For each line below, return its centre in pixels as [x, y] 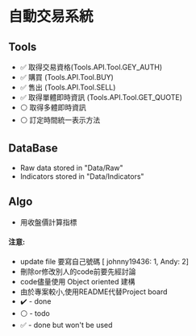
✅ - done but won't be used [66, 325]
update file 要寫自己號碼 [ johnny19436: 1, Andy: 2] [104, 261]
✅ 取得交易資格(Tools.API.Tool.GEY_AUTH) [91, 67]
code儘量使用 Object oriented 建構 [77, 281]
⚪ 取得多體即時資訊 [53, 107]
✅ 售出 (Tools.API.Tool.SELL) [68, 87]
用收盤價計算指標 [48, 222]
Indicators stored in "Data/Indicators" [82, 176]
